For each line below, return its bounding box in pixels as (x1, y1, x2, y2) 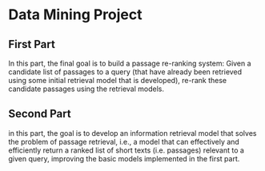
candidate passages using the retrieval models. (8, 84, 164, 93)
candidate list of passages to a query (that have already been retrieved (8, 67, 243, 77)
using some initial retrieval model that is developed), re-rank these (8, 76, 227, 85)
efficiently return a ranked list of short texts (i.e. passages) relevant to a (8, 145, 244, 155)
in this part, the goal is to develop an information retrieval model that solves (8, 128, 257, 137)
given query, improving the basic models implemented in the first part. (8, 153, 240, 163)
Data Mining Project (8, 6, 143, 24)
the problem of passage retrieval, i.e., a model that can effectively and (8, 137, 240, 146)
